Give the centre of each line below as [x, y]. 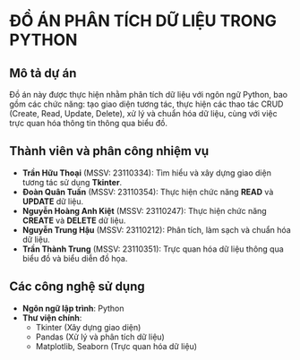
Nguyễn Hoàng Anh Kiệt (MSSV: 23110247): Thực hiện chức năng [144, 210]
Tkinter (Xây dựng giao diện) [88, 327]
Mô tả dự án [43, 73]
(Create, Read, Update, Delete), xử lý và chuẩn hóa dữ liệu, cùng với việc [143, 113]
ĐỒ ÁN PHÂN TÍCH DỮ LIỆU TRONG [143, 21]
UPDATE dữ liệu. [53, 201]
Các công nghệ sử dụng [77, 287]
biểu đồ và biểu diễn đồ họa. [75, 258]
